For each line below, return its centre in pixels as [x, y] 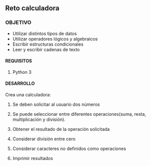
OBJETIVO [18, 23]
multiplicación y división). [39, 119]
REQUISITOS [19, 61]
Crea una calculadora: [28, 95]
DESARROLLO [20, 84]
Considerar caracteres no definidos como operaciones [69, 149]
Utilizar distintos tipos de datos [45, 33]
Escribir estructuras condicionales [48, 44]
